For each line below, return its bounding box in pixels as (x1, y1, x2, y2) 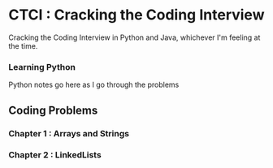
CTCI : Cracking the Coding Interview (8, 6, 265, 24)
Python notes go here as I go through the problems (8, 80, 180, 90)
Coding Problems (8, 103, 98, 117)
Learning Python (8, 61, 76, 72)
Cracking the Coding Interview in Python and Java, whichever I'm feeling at (8, 32, 261, 42)
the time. (8, 41, 38, 50)
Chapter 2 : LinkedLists (8, 149, 102, 161)
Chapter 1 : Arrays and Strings (8, 127, 130, 139)
